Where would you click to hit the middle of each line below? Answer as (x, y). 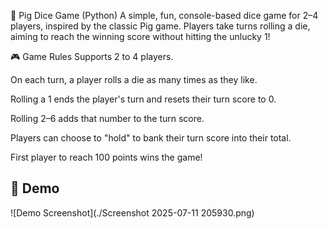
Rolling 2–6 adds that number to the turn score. (107, 118)
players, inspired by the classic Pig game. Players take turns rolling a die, (160, 26)
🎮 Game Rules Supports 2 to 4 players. (92, 56)
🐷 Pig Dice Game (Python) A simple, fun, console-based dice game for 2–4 (164, 15)
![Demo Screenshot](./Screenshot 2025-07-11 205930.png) (132, 212)
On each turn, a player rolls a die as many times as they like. (134, 79)
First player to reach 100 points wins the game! (106, 157)
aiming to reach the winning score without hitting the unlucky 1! (140, 36)
